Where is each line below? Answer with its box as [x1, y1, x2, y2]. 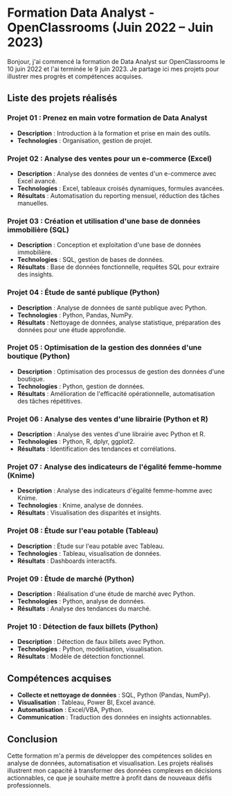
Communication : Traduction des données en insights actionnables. [17, 713, 212, 722]
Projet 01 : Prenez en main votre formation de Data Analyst [7, 113, 208, 123]
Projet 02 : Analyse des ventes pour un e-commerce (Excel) [7, 154, 213, 163]
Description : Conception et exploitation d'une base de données [17, 241, 202, 249]
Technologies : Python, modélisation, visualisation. [17, 645, 163, 654]
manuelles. [17, 199, 48, 207]
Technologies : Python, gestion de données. [17, 382, 145, 390]
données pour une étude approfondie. [17, 325, 126, 334]
